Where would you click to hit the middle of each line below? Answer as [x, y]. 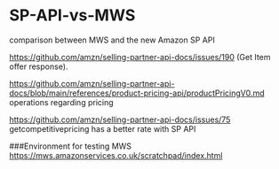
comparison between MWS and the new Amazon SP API [112, 40]
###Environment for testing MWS [70, 146]
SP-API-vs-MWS [72, 15]
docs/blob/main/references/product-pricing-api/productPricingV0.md [137, 93]
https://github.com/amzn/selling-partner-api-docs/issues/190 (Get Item [140, 57]
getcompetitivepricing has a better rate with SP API [103, 128]
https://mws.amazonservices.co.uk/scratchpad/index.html [116, 155]
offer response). [39, 66]
